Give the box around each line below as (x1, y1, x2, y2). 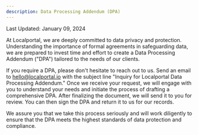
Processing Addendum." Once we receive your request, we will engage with (6, 79, 191, 86)
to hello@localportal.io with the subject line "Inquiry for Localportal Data (6, 73, 183, 80)
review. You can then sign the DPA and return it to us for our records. (6, 98, 174, 105)
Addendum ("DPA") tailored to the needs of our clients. (6, 55, 140, 62)
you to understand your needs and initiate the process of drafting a (6, 85, 170, 92)
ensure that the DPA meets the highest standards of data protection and (6, 116, 182, 123)
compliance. (6, 122, 37, 129)
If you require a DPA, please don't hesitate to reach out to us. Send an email (6, 66, 191, 74)
